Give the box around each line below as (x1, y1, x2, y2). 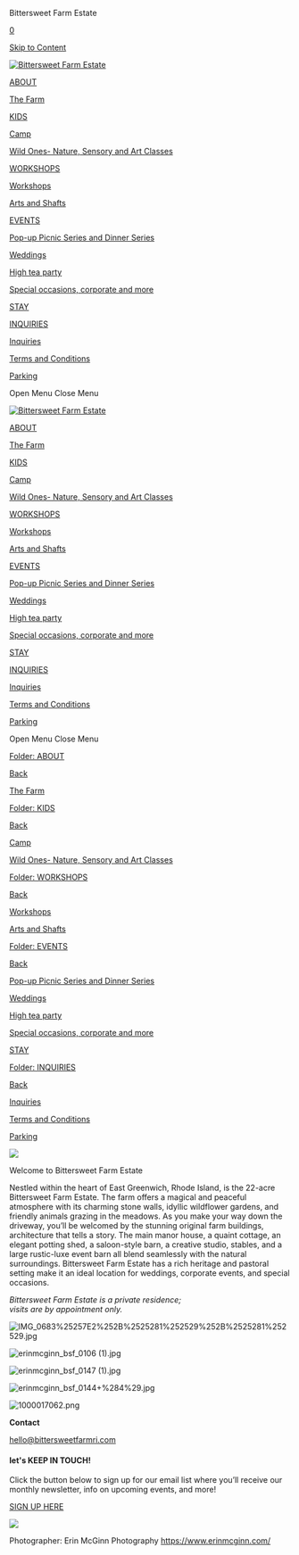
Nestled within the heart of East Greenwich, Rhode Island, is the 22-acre (9, 1182, 276, 1193)
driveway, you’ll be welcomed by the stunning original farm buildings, (9, 1220, 264, 1230)
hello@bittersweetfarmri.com (9, 1435, 116, 1444)
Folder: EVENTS (9, 941, 69, 951)
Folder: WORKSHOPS (9, 872, 88, 882)
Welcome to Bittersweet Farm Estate (9, 1165, 144, 1176)
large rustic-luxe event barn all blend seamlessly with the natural (9, 1249, 247, 1259)
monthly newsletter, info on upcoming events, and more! (9, 1485, 217, 1495)
